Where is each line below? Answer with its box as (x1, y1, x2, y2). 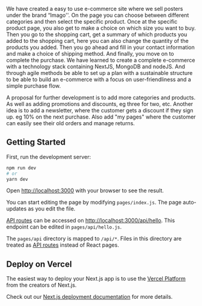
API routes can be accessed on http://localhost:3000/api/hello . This (6, 217, 175, 224)
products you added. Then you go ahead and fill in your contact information (6, 44, 195, 51)
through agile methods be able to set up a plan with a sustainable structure (6, 70, 193, 76)
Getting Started (6, 137, 66, 148)
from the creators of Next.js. (6, 281, 77, 289)
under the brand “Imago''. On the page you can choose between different (6, 11, 189, 19)
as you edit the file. (28, 205, 76, 212)
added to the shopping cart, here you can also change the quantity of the (6, 37, 189, 44)
